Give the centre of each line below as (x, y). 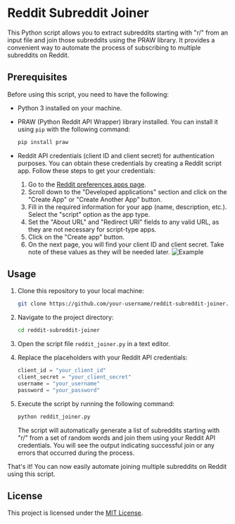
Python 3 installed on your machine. (70, 108)
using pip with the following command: (74, 129)
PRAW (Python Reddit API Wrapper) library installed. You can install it (118, 121)
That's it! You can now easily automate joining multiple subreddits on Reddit (117, 466)
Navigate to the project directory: (65, 317)
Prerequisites (37, 77)
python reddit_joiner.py (54, 417)
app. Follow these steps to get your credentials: (86, 170)
